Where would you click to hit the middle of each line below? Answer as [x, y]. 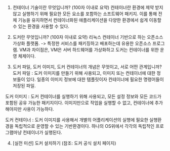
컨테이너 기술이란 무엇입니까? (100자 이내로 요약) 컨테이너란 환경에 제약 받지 [88, 7]
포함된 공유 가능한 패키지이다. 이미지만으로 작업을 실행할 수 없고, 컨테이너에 [79, 103]
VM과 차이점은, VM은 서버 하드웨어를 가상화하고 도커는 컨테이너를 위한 [89, 50]
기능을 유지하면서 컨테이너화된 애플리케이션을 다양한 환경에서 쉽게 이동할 [90, 20]
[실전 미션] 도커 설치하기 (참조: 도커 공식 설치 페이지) [64, 143]
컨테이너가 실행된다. [42, 132]
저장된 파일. [24, 86]
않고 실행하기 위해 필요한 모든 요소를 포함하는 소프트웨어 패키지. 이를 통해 [85, 14]
